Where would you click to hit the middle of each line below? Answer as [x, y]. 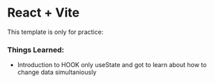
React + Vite [44, 13]
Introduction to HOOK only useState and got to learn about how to [112, 65]
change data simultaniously [57, 72]
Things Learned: [36, 50]
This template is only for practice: [55, 32]
